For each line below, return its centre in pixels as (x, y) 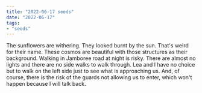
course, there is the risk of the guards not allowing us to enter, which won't (99, 77)
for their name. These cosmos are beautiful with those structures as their (97, 52)
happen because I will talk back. (46, 84)
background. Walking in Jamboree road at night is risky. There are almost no (101, 58)
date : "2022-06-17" (31, 17)
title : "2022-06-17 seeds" (40, 12)
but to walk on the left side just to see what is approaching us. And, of (93, 71)
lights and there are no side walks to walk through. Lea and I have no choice (101, 65)
